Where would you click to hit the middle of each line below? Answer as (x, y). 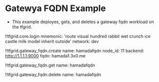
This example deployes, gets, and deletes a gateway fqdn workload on (83, 22)
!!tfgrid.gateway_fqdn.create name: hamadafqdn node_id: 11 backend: (75, 51)
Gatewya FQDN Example (56, 8)
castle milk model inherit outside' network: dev (52, 41)
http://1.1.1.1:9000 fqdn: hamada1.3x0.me (45, 55)
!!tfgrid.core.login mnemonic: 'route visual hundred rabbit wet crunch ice (78, 36)
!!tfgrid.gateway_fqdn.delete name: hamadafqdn (53, 74)
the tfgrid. (22, 27)
